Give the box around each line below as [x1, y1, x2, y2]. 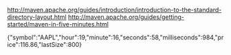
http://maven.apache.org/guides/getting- [67, 13, 184, 21]
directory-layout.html [7, 13, 67, 21]
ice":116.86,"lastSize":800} [7, 41, 82, 48]
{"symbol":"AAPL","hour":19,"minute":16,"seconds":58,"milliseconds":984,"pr [7, 33, 224, 41]
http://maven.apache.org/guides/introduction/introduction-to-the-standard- [7, 6, 222, 14]
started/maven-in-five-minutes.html [7, 20, 109, 28]
